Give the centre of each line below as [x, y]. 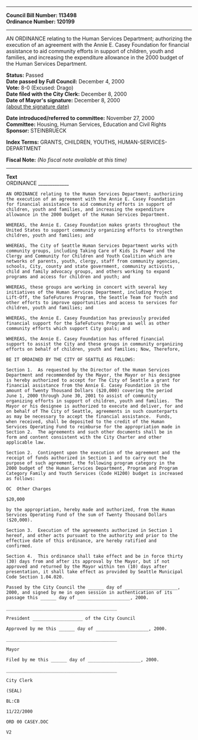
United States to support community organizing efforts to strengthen [95, 230]
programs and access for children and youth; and [68, 277]
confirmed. [19, 546]
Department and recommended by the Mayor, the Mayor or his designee [93, 375]
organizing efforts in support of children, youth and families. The [95, 401]
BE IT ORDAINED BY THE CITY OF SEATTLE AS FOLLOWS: [71, 360]
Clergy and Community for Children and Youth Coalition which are [89, 256]
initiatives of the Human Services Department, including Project [89, 292]
